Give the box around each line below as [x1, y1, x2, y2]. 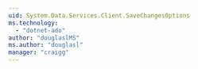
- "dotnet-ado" [15, 26, 66, 34]
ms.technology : [8, 19, 59, 27]
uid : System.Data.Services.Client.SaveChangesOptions [8, 11, 191, 20]
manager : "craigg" [8, 48, 69, 56]
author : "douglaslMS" [8, 33, 80, 42]
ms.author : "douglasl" [8, 41, 83, 49]
